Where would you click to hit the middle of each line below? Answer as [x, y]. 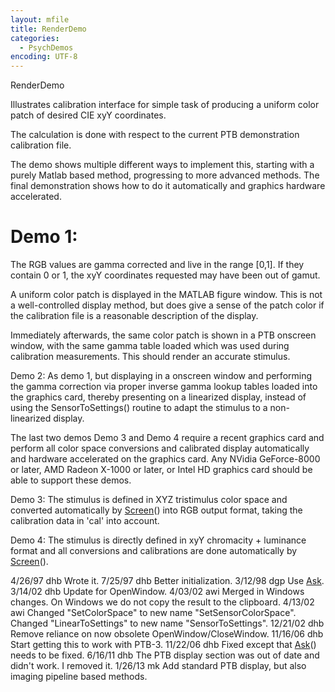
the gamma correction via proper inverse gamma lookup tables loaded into [164, 387]
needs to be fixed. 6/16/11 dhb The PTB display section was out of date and [165, 655]
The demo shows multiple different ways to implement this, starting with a [162, 165]
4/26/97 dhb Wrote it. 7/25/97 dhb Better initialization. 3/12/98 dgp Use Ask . [167, 581]
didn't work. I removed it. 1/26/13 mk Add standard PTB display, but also [158, 666]
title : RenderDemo [48, 29]
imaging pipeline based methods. [79, 677]
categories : [35, 38]
